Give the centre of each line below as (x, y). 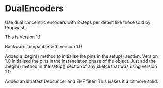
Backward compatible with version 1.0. (44, 46)
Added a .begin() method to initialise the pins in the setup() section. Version (81, 56)
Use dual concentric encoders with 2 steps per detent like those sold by (78, 22)
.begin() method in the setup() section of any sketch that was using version (81, 66)
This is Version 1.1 (23, 37)
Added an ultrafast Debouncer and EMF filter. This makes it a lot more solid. (82, 81)
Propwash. (16, 27)
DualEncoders (34, 9)
